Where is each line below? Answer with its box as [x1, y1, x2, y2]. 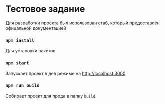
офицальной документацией [5, 25, 67, 31]
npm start [5, 60, 29, 66]
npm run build [5, 83, 40, 88]
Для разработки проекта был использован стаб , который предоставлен [5, 20, 160, 26]
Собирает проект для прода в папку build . [5, 93, 97, 99]
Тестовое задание [5, 3, 85, 15]
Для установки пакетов [5, 48, 56, 54]
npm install [5, 37, 35, 43]
